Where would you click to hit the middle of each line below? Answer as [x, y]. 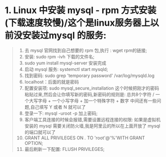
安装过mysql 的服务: [64, 35]
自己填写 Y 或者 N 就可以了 [58, 107]
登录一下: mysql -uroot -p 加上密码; [61, 113]
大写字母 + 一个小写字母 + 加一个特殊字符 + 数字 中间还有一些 [93, 101]
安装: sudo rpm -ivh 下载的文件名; [59, 56]
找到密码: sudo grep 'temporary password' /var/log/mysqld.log [89, 75]
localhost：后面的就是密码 [52, 82]
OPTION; [34, 143]
